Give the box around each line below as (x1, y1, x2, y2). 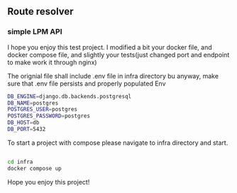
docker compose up (7, 165, 62, 172)
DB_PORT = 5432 (7, 126, 46, 133)
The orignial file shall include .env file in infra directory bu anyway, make (7, 71, 219, 80)
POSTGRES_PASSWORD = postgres (7, 112, 91, 119)
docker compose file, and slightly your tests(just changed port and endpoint (7, 50, 230, 59)
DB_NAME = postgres (7, 99, 59, 107)
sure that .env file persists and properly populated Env (7, 79, 166, 88)
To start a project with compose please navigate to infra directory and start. (7, 138, 228, 147)
